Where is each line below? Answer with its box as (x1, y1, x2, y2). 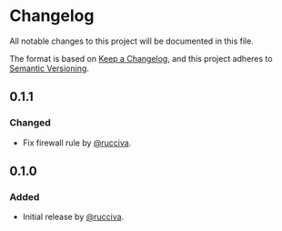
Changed (9, 116, 52, 129)
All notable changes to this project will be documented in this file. (9, 35, 255, 46)
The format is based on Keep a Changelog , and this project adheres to (9, 53, 273, 64)
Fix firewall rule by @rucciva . (22, 137, 132, 148)
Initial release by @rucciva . (22, 211, 125, 223)
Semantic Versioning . (9, 63, 89, 74)
